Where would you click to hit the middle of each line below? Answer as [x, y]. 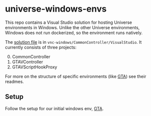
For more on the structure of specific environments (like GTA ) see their [76, 76]
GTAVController [27, 62]
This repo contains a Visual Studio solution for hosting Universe [69, 22]
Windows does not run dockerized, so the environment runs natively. [74, 33]
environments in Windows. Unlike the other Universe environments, [72, 27]
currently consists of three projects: [41, 47]
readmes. [15, 82]
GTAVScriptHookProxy [34, 67]
